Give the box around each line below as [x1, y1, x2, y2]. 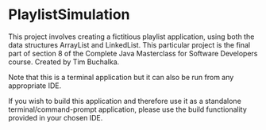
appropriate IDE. [8, 81, 62, 90]
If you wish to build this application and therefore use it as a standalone [8, 96, 242, 105]
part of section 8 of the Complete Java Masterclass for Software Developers [8, 48, 258, 58]
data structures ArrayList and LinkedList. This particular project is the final [8, 40, 251, 49]
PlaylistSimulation [8, 6, 130, 24]
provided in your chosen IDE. [8, 113, 103, 122]
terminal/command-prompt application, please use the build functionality [8, 105, 248, 114]
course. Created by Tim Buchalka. [8, 57, 120, 67]
